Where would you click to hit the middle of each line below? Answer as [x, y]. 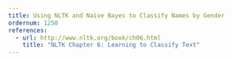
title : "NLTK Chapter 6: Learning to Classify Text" [111, 45]
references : [28, 30]
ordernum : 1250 [33, 23]
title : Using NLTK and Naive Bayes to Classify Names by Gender [116, 15]
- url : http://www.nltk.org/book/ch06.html [88, 38]
